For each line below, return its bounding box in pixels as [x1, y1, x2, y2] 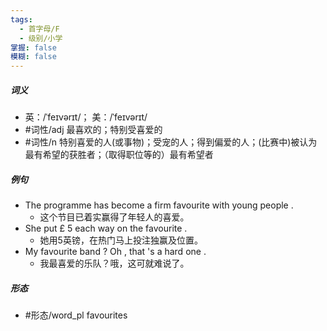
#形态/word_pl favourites [24, 309, 128, 321]
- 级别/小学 [19, 33, 63, 43]
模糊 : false [10, 52, 57, 62]
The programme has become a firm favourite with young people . [24, 199, 294, 211]
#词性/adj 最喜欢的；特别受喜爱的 [24, 124, 163, 136]
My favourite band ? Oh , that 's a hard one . [24, 246, 207, 258]
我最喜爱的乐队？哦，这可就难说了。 [39, 257, 190, 270]
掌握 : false [10, 42, 57, 53]
